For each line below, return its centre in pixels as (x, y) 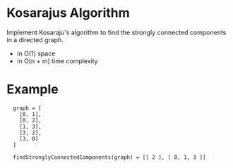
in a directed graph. (35, 39)
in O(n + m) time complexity (57, 60)
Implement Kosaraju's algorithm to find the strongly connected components (116, 32)
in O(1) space (36, 53)
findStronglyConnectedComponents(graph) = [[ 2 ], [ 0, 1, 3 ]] (109, 157)
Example (32, 90)
